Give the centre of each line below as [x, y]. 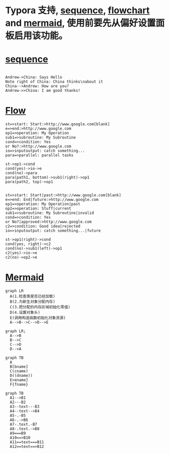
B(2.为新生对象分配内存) [33, 302]
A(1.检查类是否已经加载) [33, 296]
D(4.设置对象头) [25, 312]
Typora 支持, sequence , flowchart [77, 10]
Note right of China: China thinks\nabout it [54, 82]
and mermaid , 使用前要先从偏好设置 [80, 23]
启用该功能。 [41, 36]
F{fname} [19, 385]
